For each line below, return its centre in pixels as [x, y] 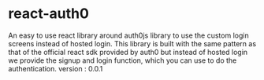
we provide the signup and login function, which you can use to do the [123, 60]
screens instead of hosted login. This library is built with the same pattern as [132, 43]
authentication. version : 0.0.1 [56, 68]
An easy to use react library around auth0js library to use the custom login [129, 35]
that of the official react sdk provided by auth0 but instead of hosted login [128, 52]
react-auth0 [48, 14]
